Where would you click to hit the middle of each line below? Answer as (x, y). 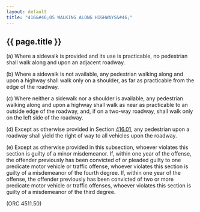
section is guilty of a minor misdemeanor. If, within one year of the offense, (99, 154)
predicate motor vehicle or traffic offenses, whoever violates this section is (98, 186)
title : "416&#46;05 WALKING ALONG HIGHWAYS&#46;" (70, 17)
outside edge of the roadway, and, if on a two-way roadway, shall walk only (100, 111)
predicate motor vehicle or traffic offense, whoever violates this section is (97, 166)
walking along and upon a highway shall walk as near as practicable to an (97, 105)
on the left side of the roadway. (45, 118)
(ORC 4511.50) (24, 204)
